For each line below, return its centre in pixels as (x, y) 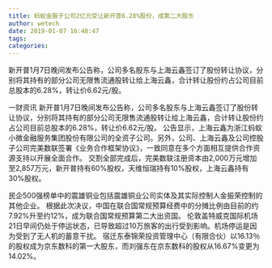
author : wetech (34, 23)
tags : (17, 38)
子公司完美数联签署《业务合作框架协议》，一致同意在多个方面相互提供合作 (131, 148)
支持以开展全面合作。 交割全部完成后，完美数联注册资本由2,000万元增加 (136, 158)
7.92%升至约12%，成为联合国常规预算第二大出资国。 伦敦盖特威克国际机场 (133, 216)
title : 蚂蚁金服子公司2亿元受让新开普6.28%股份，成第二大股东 (101, 16)
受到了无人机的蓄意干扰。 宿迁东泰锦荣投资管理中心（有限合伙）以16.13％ (138, 236)
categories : (28, 46)
